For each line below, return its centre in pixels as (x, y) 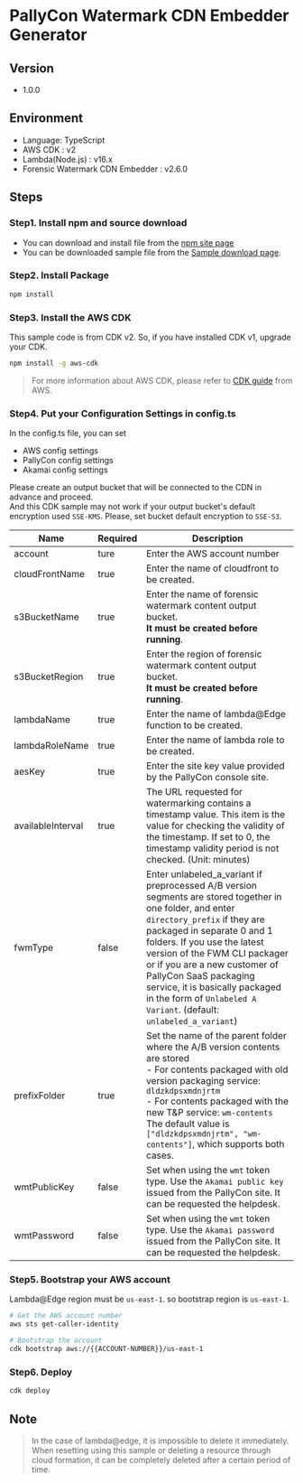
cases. (160, 1155)
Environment (46, 118)
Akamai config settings (65, 470)
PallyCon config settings (68, 461)
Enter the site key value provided (216, 766)
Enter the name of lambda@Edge (216, 714)
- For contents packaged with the (217, 1101)
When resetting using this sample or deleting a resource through (151, 1450)
